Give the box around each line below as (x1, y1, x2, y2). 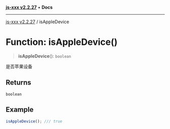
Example (6, 105, 34, 114)
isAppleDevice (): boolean (18, 53, 71, 59)
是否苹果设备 (6, 63, 32, 70)
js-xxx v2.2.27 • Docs (6, 5, 53, 10)
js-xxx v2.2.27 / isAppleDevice (6, 19, 70, 25)
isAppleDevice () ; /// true (6, 118, 63, 124)
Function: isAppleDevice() (6, 36, 118, 48)
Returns (6, 78, 32, 87)
